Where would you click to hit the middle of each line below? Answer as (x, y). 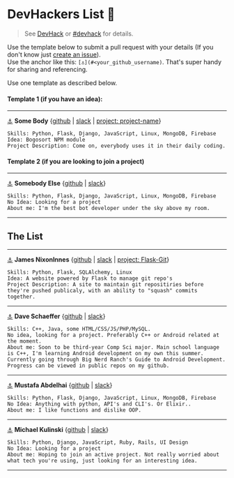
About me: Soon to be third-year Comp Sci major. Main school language (113, 348)
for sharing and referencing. (48, 69)
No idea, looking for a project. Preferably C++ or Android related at (113, 335)
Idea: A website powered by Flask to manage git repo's (90, 278)
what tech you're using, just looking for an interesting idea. (102, 461)
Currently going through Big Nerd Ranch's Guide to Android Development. (117, 360)
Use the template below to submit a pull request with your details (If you (110, 47)
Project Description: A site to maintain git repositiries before (106, 285)
